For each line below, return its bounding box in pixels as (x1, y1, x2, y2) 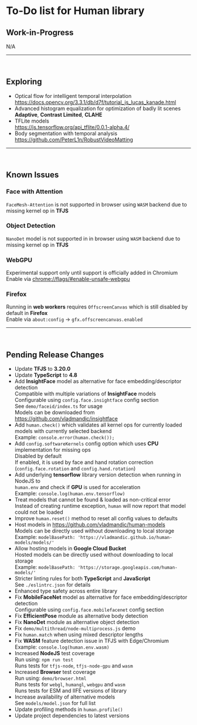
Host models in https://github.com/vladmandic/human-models (14, 521, 165, 528)
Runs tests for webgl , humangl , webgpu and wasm (14, 681, 125, 688)
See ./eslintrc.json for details (14, 581, 91, 588)
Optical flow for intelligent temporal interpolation (14, 92, 132, 99)
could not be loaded (14, 509, 63, 516)
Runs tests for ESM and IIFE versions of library (14, 687, 127, 694)
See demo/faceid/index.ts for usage (14, 403, 103, 410)
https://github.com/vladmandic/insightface (14, 415, 118, 422)
